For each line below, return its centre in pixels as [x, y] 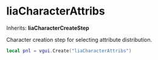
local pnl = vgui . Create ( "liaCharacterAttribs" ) [69, 51]
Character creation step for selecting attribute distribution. [79, 39]
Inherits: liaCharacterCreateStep [48, 28]
